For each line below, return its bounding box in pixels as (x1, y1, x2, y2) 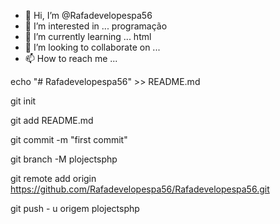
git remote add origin (10, 173, 97, 184)
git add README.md (10, 115, 94, 126)
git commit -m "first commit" (10, 134, 128, 145)
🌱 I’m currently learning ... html (24, 31, 152, 42)
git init (10, 95, 37, 107)
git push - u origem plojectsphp (10, 203, 140, 214)
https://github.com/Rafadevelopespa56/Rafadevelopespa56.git (10, 183, 270, 195)
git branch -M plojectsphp (10, 153, 118, 165)
